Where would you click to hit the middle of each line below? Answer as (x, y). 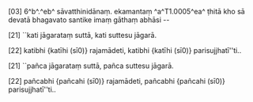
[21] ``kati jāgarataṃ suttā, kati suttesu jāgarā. (82, 35)
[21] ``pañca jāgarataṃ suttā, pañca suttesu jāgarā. (91, 66)
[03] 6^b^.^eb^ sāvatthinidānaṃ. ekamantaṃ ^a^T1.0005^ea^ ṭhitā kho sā (126, 11)
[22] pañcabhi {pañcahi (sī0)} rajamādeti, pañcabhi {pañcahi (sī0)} (117, 81)
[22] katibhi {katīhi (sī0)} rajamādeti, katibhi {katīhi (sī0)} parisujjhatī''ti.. (125, 50)
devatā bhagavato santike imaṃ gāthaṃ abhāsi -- (89, 20)
